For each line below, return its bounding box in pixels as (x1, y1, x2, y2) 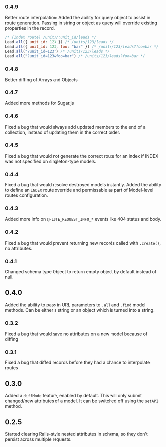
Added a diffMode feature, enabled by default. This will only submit (5, 393, 142, 399)
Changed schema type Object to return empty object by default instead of (5, 269, 157, 275)
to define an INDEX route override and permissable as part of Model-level (5, 187, 154, 193)
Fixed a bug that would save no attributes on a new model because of (5, 331, 148, 337)
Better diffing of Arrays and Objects (5, 76, 78, 83)
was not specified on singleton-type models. (5, 158, 97, 164)
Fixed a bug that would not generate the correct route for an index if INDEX (5, 153, 159, 159)
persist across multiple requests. (5, 436, 72, 442)
